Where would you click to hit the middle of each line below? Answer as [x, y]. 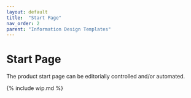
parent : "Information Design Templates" [59, 29]
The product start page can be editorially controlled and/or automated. [96, 77]
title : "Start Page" [34, 18]
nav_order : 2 [23, 23]
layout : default [27, 12]
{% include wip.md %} [35, 88]
